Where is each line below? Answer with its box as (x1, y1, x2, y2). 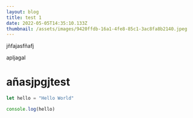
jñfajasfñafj (6, 42, 34, 50)
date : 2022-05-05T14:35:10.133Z (6, 20, 87, 26)
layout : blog (6, 8, 39, 15)
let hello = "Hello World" (6, 95, 74, 102)
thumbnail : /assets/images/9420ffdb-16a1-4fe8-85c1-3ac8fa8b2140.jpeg (6, 25, 188, 32)
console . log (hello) (6, 107, 55, 113)
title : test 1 (6, 15, 42, 21)
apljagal (6, 54, 26, 61)
